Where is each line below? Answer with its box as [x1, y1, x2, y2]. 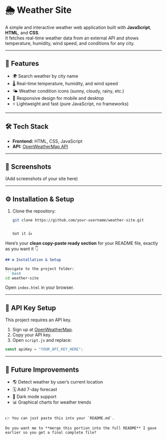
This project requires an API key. [5, 317, 72, 323]
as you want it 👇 [5, 245, 39, 251]
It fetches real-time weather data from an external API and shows [5, 35, 139, 41]
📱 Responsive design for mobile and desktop [12, 95, 104, 101]
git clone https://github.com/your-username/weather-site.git [12, 218, 144, 223]
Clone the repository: [12, 208, 56, 214]
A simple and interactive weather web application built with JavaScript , [5, 24, 152, 30]
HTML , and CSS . [5, 29, 40, 35]
